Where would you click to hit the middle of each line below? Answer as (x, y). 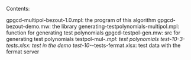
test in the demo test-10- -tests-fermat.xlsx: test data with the (106, 45)
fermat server (23, 52)
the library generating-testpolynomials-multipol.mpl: (116, 26)
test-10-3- (173, 39)
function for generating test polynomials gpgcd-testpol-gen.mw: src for (93, 33)
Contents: (18, 9)
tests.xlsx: (18, 45)
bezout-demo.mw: (29, 26)
